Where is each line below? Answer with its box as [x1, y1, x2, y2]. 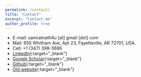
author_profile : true [5, 21, 50, 26]
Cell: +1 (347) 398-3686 [12, 45, 62, 51]
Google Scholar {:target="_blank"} [12, 56, 82, 62]
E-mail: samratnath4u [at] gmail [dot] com [12, 35, 99, 41]
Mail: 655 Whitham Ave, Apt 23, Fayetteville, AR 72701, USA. [12, 40, 136, 46]
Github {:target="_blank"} [12, 61, 64, 67]
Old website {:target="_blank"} [12, 67, 75, 73]
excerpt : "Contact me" [5, 16, 52, 21]
